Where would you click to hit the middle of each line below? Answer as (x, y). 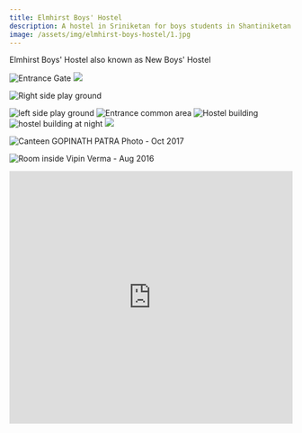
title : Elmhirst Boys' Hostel (66, 18)
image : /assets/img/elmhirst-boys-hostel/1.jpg (100, 34)
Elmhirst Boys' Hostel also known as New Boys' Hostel (110, 60)
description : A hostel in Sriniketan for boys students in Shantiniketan (151, 26)
